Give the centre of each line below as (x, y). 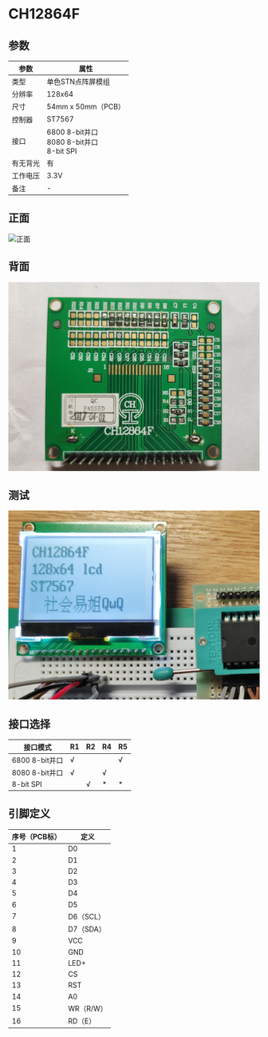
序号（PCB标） (36, 837)
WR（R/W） (87, 1008)
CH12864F (44, 14)
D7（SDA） (87, 929)
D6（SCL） (87, 916)
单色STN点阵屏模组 (78, 82)
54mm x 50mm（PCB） (86, 107)
